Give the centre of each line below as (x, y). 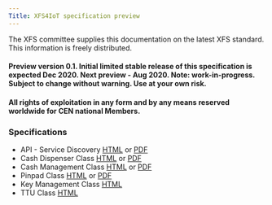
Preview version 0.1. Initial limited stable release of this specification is (130, 67)
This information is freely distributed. (70, 48)
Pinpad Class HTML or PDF (66, 176)
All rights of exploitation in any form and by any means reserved (119, 102)
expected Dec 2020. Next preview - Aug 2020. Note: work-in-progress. (132, 75)
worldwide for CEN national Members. (75, 111)
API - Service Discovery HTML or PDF (84, 150)
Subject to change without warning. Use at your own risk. (107, 84)
